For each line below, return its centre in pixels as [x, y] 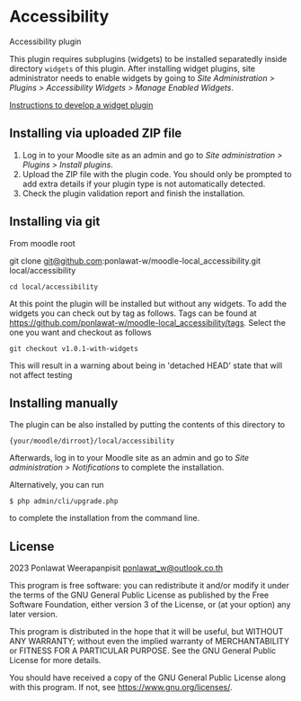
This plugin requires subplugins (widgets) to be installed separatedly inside [148, 58]
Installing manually [64, 403]
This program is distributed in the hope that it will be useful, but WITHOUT [146, 632]
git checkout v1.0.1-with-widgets [74, 348]
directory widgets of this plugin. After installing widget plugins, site [133, 68]
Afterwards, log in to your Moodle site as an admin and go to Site [129, 458]
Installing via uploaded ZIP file [96, 134]
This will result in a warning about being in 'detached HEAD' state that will [146, 365]
